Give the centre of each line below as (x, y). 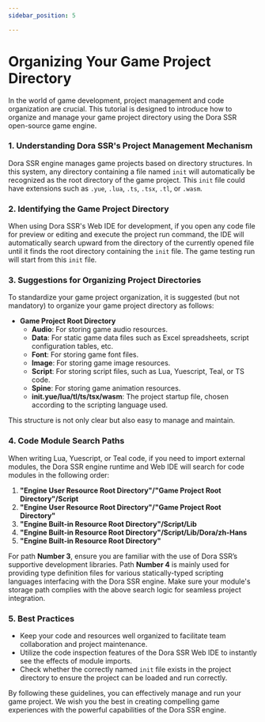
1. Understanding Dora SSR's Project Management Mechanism (131, 146)
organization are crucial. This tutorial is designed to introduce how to (120, 108)
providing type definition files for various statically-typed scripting (116, 573)
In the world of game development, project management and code (116, 100)
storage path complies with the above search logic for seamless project (125, 589)
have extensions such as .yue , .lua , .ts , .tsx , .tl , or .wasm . (106, 188)
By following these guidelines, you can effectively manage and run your (125, 694)
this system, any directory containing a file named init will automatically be (132, 172)
